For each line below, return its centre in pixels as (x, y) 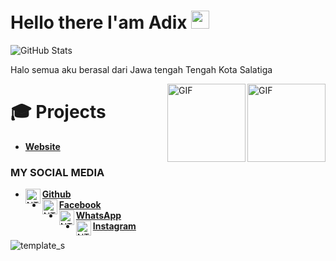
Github (56, 194)
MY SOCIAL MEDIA (57, 172)
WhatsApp (98, 216)
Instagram (114, 226)
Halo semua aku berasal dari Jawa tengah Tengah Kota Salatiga (141, 69)
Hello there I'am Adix (99, 22)
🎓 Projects (58, 112)
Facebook (80, 205)
